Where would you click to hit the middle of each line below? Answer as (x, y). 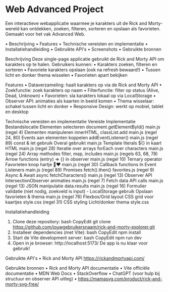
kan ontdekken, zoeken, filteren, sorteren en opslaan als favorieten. (90, 28)
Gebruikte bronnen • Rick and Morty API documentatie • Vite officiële (77, 268)
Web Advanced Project (54, 9)
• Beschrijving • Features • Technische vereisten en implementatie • (76, 43)
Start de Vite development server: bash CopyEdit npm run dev (77, 237)
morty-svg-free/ (22, 284)
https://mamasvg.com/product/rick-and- (120, 278)
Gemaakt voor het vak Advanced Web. (45, 34)
